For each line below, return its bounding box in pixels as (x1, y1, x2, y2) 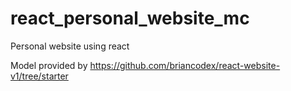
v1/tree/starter (10, 70, 69, 82)
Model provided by (10, 59, 88, 71)
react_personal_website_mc (10, 7, 250, 30)
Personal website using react (10, 40, 130, 52)
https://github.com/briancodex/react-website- (89, 59, 281, 71)
